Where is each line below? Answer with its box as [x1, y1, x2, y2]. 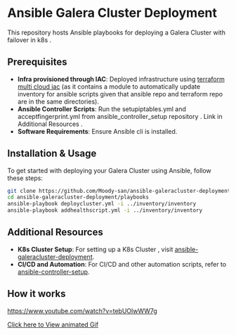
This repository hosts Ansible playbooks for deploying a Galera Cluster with [7, 28, 226, 37]
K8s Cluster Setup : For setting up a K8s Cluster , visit [17, 245, 173, 253]
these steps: [7, 174, 44, 182]
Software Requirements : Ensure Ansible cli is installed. [17, 127, 178, 135]
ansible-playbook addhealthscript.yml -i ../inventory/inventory [7, 207, 202, 214]
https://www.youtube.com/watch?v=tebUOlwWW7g [7, 306, 158, 315]
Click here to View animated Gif [7, 320, 99, 329]
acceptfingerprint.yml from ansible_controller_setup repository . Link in [17, 112, 223, 120]
